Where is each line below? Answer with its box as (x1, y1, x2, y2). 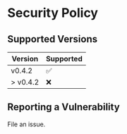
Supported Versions (7, 33, 97, 45)
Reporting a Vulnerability (7, 101, 120, 114)
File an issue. (7, 120, 46, 128)
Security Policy (7, 5, 99, 21)
